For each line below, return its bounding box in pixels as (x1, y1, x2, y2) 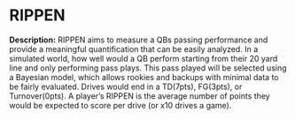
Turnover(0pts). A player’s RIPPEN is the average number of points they (9, 90, 270, 101)
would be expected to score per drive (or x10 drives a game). (9, 100, 232, 110)
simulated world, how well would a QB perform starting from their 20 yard (9, 53, 278, 63)
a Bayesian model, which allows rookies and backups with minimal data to (9, 71, 279, 82)
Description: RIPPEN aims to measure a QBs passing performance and (9, 34, 268, 45)
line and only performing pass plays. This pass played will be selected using (9, 63, 287, 73)
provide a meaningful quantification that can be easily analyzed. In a (9, 43, 259, 54)
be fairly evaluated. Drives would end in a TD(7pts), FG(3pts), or (9, 81, 243, 92)
